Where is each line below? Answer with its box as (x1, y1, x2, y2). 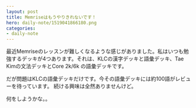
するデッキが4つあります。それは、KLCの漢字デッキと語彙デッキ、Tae (11, 55, 184, 62)
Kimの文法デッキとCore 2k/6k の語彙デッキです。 (6, 63, 128, 70)
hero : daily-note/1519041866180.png (6, 20, 97, 26)
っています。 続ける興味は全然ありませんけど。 (21, 82, 137, 90)
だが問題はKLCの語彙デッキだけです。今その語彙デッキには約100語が (6, 75, 176, 82)
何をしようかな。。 (6, 96, 50, 103)
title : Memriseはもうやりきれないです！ (6, 14, 97, 20)
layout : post (6, 8, 39, 15)
